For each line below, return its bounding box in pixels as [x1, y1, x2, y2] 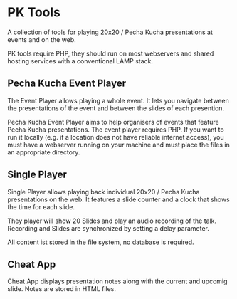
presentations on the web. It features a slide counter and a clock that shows [7, 195, 230, 204]
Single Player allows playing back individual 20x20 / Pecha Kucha [7, 187, 200, 196]
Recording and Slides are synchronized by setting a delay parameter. [7, 224, 210, 232]
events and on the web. [7, 35, 76, 43]
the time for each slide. [7, 202, 75, 211]
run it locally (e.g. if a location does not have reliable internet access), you [7, 132, 224, 141]
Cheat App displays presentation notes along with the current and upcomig [7, 277, 228, 285]
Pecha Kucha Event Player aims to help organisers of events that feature [7, 117, 219, 126]
